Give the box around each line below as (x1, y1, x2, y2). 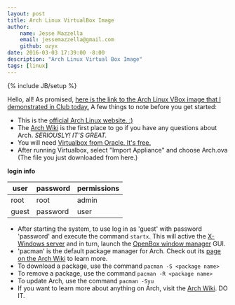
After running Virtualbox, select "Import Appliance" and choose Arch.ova (17, 146, 228, 154)
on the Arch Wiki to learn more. (17, 254, 108, 262)
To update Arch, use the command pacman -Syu (17, 276, 154, 285)
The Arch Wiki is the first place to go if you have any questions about (17, 123, 217, 132)
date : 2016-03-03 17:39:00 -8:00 (7, 50, 105, 57)
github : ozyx (20, 43, 58, 50)
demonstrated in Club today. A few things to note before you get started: (7, 102, 217, 111)
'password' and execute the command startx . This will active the (17, 232, 207, 240)
